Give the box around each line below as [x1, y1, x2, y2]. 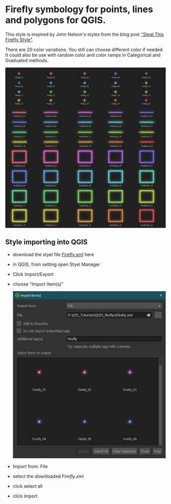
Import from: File [12, 463, 48, 469]
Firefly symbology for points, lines [5, 4, 154, 15]
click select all [12, 483, 43, 489]
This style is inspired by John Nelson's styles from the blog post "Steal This [5, 31, 164, 37]
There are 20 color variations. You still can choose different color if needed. [5, 46, 164, 52]
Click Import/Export [12, 271, 54, 277]
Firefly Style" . [5, 37, 34, 43]
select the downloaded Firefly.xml [12, 473, 84, 479]
